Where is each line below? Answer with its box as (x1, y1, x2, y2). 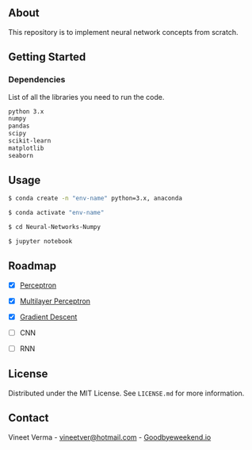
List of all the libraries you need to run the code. (8, 92, 165, 101)
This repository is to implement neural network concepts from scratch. (8, 27, 239, 36)
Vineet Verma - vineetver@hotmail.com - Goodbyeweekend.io (8, 432, 212, 442)
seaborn (8, 151, 34, 159)
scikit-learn (8, 137, 52, 145)
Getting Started (8, 51, 86, 64)
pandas (8, 122, 30, 130)
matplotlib (8, 144, 44, 152)
